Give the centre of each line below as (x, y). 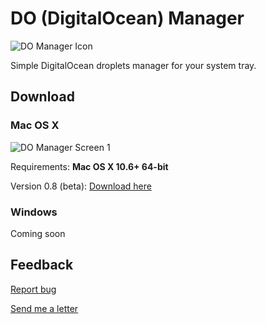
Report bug (33, 289)
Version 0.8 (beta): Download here (81, 186)
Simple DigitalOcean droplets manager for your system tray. (133, 65)
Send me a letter (44, 308)
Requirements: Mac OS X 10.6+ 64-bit (89, 166)
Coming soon (38, 233)
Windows (34, 212)
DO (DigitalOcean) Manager (127, 18)
